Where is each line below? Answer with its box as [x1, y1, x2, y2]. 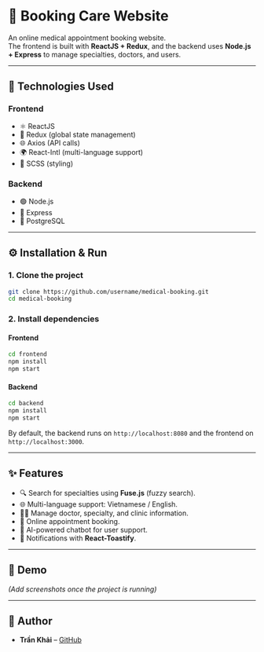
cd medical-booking [8, 295, 72, 303]
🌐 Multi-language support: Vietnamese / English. [19, 499, 178, 509]
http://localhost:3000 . [8, 436, 85, 446]
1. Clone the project [8, 270, 84, 281]
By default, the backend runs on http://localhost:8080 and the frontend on [8, 428, 254, 438]
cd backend [8, 400, 44, 408]
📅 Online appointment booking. [19, 516, 120, 526]
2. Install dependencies [8, 313, 100, 324]
